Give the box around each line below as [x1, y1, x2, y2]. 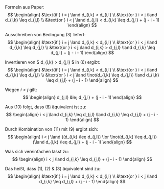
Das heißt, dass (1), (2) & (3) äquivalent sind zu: [5, 166, 101, 171]
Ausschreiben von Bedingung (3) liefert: [5, 32, 86, 37]
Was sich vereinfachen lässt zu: [5, 149, 69, 154]
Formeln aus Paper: [5, 4, 45, 10]
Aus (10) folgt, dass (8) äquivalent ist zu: [5, 104, 87, 110]
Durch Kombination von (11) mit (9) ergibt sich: [5, 126, 98, 132]
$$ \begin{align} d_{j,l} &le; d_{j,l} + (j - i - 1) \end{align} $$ [23, 94, 142, 100]
